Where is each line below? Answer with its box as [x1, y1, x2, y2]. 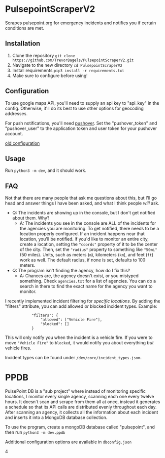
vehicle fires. [5, 345, 32, 351]
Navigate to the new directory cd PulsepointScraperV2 [12, 62, 123, 68]
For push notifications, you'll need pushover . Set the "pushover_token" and [5, 120, 158, 126]
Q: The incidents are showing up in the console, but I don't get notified [12, 210, 156, 216]
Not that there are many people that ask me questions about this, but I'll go [5, 195, 157, 201]
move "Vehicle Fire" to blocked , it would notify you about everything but [5, 340, 154, 346]
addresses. [5, 110, 28, 117]
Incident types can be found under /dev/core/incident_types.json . [5, 355, 142, 361]
